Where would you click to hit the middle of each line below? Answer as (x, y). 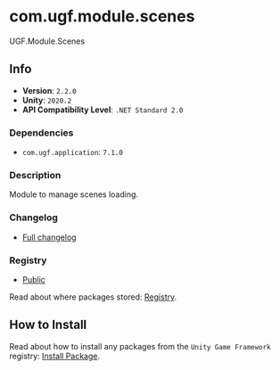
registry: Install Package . (55, 356)
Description (35, 175)
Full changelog (49, 237)
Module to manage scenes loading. (74, 194)
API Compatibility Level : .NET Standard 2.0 (103, 110)
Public (34, 279)
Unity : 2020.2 (47, 100)
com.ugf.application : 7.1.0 (72, 152)
